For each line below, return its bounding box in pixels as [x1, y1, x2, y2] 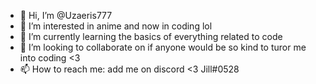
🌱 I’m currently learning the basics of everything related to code [19, 31, 283, 42]
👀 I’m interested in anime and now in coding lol [19, 20, 213, 32]
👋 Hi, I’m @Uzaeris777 [19, 10, 113, 21]
